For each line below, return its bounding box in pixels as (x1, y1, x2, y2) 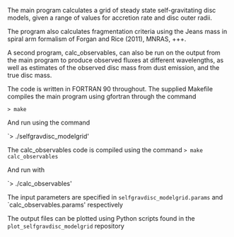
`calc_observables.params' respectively (7, 201, 124, 209)
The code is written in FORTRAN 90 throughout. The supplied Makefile (7, 85, 213, 93)
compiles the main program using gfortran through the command (7, 92, 197, 100)
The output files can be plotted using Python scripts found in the (7, 214, 196, 222)
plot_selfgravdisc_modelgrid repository (7, 222, 125, 230)
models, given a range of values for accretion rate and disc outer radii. (7, 13, 212, 22)
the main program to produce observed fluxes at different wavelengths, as (7, 56, 224, 64)
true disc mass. (7, 71, 52, 79)
